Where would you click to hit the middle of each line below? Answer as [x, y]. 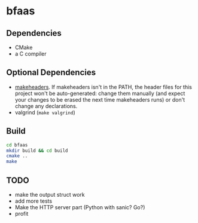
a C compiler [31, 54]
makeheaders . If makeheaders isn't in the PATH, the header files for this [103, 87]
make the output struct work [50, 194]
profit [22, 213]
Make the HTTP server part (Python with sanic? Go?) [80, 207]
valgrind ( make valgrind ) [45, 112]
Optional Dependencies [51, 73]
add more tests [33, 201]
